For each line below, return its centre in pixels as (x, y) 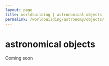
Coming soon (19, 58)
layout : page (19, 10)
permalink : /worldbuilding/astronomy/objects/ (55, 19)
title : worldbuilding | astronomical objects (53, 15)
